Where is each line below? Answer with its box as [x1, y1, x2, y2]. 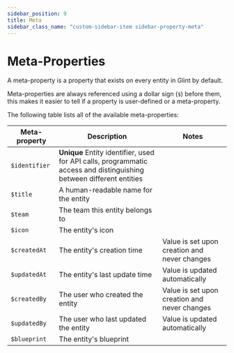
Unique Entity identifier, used [58, 148, 155, 158]
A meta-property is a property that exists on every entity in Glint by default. [7, 76, 223, 84]
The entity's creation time [58, 246, 143, 255]
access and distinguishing [58, 165, 144, 175]
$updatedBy [10, 320, 47, 328]
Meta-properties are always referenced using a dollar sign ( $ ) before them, [7, 90, 222, 98]
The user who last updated [58, 315, 147, 324]
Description [87, 132, 127, 142]
